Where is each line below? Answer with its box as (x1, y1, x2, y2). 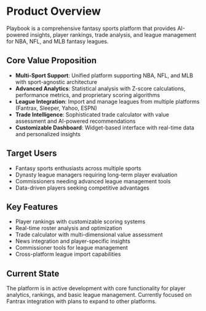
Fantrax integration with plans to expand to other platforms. (6, 298, 157, 305)
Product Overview (6, 4, 101, 18)
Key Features (6, 201, 58, 212)
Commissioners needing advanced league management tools (15, 177, 171, 185)
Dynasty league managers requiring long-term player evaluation (15, 171, 178, 179)
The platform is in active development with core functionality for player (6, 285, 186, 292)
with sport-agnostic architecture (15, 78, 97, 85)
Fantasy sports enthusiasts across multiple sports (15, 164, 141, 172)
